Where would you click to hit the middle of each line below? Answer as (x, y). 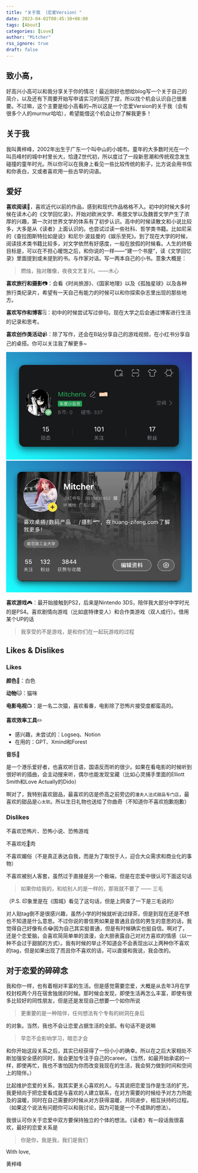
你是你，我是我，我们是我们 (54, 1140)
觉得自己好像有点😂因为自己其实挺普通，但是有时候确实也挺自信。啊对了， (97, 928)
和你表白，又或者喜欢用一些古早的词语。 (55, 171)
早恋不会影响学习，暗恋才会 (54, 1039)
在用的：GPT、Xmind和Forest (51, 742)
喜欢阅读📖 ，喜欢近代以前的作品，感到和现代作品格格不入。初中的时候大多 (96, 207)
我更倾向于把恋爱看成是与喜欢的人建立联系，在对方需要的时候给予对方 (91, 1093)
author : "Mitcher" (29, 37)
